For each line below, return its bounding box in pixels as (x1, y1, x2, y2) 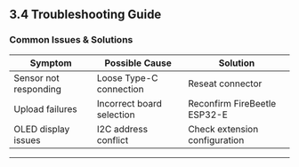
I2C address (96, 123, 149, 135)
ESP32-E (188, 108, 229, 121)
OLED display (13, 123, 70, 135)
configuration (188, 133, 245, 146)
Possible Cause (104, 57, 172, 69)
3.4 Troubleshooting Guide (9, 7, 162, 22)
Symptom (29, 57, 73, 69)
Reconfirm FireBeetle (188, 97, 277, 109)
